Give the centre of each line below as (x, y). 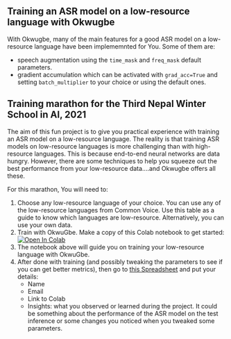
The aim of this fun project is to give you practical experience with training (113, 131)
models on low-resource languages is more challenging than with (101, 146)
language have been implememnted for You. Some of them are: (125, 46)
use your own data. (45, 224)
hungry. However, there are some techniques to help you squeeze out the (112, 161)
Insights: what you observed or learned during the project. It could (122, 306)
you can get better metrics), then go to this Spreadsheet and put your (117, 269)
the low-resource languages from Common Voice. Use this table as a (116, 210)
